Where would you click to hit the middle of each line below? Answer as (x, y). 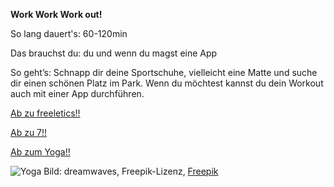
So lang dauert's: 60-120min (69, 33)
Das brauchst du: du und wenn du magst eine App (114, 53)
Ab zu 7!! (29, 132)
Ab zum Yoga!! (40, 152)
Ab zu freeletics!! (45, 113)
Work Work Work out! (56, 14)
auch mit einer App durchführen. (77, 93)
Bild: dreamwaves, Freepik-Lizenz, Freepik (131, 171)
